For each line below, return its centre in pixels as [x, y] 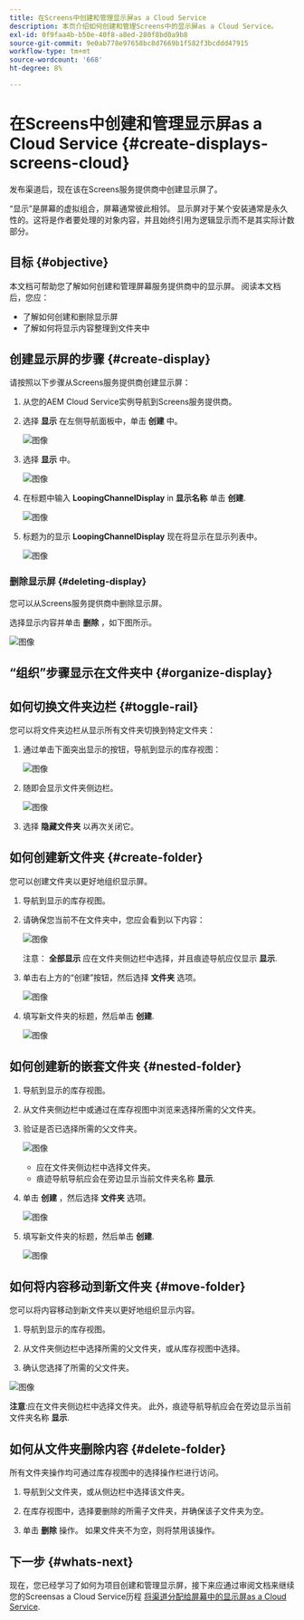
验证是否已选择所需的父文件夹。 [82, 1128]
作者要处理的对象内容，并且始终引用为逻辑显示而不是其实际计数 [176, 219]
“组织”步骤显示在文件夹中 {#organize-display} [141, 673]
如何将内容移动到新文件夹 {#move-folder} [128, 1286]
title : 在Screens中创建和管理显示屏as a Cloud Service [108, 18]
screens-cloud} [70, 163]
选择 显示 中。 [48, 459]
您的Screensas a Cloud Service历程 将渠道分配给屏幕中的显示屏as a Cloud [148, 1596]
